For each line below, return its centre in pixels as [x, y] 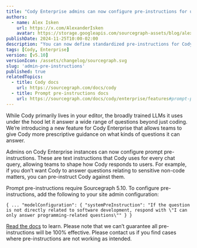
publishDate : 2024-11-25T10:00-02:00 [52, 39]
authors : [17, 17]
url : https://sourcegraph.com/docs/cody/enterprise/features [93, 98]
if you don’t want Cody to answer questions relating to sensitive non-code [96, 170]
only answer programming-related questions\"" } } [69, 215]
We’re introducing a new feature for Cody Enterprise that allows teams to [94, 128]
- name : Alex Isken [35, 22]
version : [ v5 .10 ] [27, 55]
